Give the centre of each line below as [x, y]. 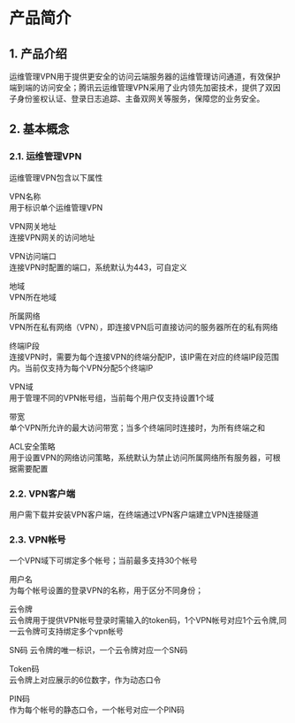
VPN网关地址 [33, 226]
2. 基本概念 [39, 129]
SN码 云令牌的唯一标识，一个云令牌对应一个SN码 [98, 650]
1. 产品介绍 [38, 54]
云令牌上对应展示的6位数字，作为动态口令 [85, 680]
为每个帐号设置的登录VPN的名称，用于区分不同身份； [106, 590]
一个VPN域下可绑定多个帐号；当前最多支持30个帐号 [103, 561]
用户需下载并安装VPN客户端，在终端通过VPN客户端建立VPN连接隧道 [134, 514]
